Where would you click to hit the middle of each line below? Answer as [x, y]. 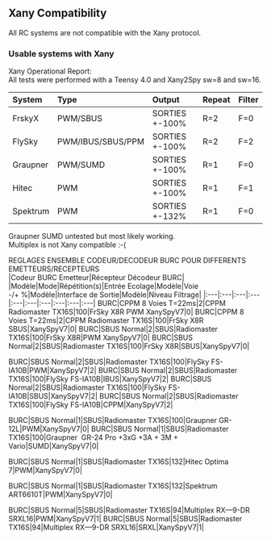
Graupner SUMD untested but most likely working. [92, 237]
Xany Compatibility [58, 13]
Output [166, 100]
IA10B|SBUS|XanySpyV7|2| [53, 396]
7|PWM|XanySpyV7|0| [46, 471]
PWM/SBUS [80, 119]
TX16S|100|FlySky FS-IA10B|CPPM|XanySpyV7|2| [91, 405]
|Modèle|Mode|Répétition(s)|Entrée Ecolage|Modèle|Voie [104, 287]
